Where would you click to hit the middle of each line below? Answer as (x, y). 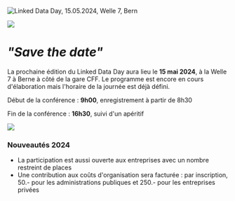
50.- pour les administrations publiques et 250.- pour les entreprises (116, 183)
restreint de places (45, 167)
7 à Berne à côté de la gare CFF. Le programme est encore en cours (106, 79)
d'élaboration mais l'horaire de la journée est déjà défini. (89, 86)
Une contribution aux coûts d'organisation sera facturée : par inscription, (122, 175)
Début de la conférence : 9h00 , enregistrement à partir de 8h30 (100, 100)
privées (28, 190)
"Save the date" (55, 52)
